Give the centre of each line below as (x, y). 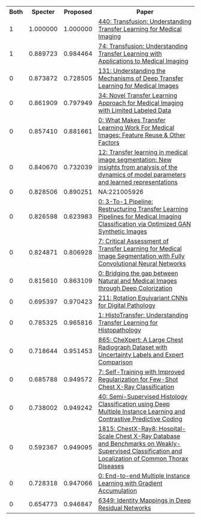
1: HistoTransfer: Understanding (143, 315)
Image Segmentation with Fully (141, 256)
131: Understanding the (132, 71)
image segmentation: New (135, 160)
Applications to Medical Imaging (143, 61)
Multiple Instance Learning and (142, 412)
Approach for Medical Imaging (141, 103)
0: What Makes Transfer (132, 120)
